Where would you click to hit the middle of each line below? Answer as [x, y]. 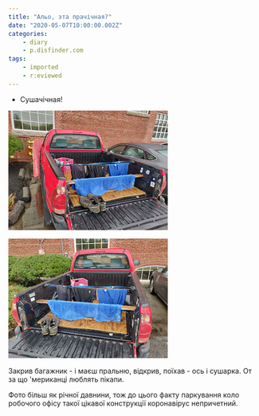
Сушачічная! [41, 99]
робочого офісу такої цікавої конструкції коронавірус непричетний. [123, 403]
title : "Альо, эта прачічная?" [60, 17]
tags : [17, 59]
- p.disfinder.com [53, 51]
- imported [41, 68]
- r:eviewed [42, 76]
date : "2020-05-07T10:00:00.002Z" [66, 25]
